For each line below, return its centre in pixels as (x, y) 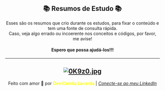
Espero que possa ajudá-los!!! (82, 50)
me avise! (82, 38)
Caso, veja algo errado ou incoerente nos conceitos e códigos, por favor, (82, 33)
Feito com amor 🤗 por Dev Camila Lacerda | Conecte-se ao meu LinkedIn (82, 83)
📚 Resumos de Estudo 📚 (82, 9)
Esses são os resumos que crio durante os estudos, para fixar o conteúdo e (82, 23)
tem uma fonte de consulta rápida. (82, 28)
